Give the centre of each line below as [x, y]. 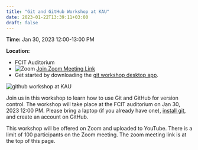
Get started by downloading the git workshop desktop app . [86, 75]
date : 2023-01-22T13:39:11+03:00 [47, 17]
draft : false [22, 23]
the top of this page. [31, 141]
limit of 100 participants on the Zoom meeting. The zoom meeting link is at [96, 135]
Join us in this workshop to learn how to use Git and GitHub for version [92, 98]
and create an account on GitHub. [47, 117]
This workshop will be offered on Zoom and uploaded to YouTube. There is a [99, 129]
